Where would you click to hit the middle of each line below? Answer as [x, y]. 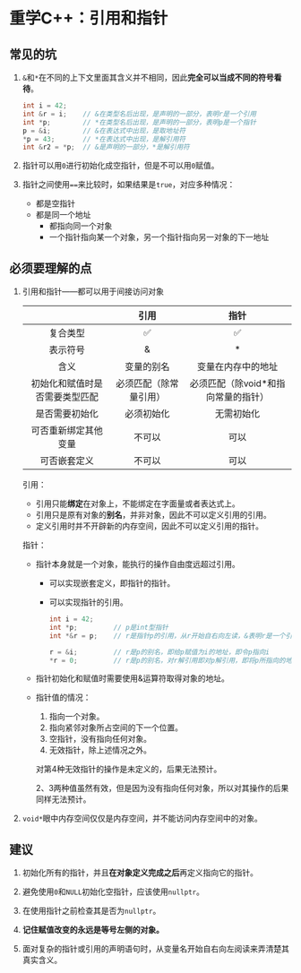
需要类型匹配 [71, 397]
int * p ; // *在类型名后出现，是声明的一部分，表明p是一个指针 [139, 122]
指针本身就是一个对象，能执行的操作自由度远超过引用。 [138, 564]
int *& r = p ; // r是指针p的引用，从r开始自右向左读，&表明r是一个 [167, 636]
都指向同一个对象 [81, 226]
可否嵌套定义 [67, 461]
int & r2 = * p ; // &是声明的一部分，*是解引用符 [106, 147]
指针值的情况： [63, 697]
